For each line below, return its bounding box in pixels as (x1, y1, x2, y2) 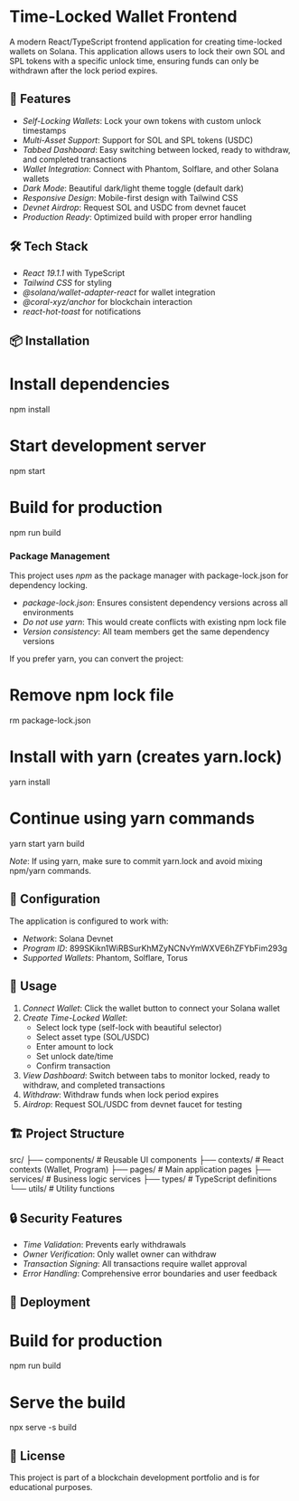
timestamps (22, 125, 67, 136)
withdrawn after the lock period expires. (9, 65, 158, 76)
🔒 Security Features (9, 1211, 123, 1226)
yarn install (9, 776, 51, 787)
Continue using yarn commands (9, 808, 256, 829)
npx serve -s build (9, 1422, 77, 1433)
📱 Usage (9, 979, 57, 994)
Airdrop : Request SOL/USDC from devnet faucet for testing (22, 1098, 242, 1109)
